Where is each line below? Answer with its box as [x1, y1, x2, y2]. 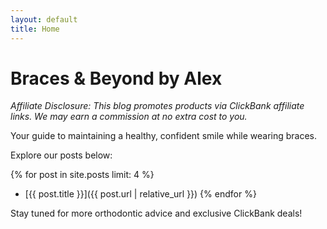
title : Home [10, 24, 60, 34]
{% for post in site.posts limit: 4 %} [10, 169, 155, 181]
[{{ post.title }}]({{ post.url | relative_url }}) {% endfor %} [24, 188, 257, 200]
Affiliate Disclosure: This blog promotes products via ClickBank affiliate [10, 100, 305, 112]
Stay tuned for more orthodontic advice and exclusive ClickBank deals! [10, 207, 303, 220]
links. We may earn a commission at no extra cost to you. [10, 111, 248, 123]
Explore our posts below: [10, 149, 113, 161]
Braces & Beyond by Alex [10, 67, 223, 90]
